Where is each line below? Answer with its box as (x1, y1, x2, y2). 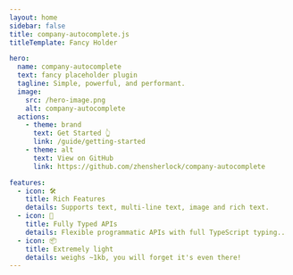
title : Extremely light (25, 245, 114, 254)
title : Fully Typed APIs (25, 220, 118, 229)
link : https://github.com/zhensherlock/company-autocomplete (32, 162, 266, 171)
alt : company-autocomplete (25, 104, 126, 112)
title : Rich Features (25, 195, 105, 204)
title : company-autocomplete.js (9, 29, 130, 38)
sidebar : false (9, 21, 66, 30)
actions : (17, 112, 50, 121)
